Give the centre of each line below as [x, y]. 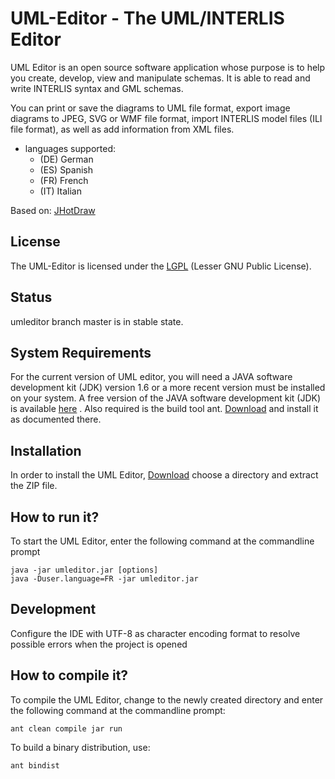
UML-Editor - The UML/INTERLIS [147, 18]
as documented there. [56, 419]
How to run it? [55, 517]
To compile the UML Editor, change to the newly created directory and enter [167, 699]
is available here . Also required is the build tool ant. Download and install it [164, 409]
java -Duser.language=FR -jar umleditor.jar [104, 579]
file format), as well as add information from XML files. [122, 129]
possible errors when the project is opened [99, 644]
